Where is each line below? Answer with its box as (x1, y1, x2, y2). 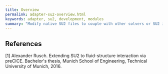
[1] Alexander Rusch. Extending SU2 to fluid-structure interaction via (5, 53, 146, 59)
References (5, 39, 42, 48)
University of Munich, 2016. (5, 63, 62, 70)
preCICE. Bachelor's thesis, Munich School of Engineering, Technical (5, 58, 147, 64)
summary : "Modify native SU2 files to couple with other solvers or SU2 (5, 21, 160, 26)
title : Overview (5, 7, 39, 12)
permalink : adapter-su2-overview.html (5, 12, 86, 17)
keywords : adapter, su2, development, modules (5, 16, 104, 21)
